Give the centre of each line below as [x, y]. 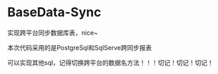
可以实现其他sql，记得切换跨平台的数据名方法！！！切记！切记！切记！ [110, 62]
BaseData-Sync [54, 12]
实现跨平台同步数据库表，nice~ [53, 32]
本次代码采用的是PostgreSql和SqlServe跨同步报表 [80, 47]
